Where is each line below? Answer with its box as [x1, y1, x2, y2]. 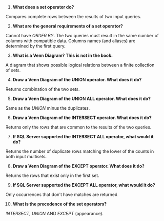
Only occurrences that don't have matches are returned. [5, 192, 119, 197]
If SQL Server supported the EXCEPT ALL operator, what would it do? [12, 182, 155, 188]
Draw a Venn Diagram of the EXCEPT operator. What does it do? [12, 163, 144, 169]
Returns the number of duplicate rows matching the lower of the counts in [5, 148, 154, 154]
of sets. [5, 67, 21, 73]
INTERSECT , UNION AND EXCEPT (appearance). [5, 211, 104, 216]
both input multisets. [5, 154, 47, 159]
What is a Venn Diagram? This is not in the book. [12, 52, 113, 58]
